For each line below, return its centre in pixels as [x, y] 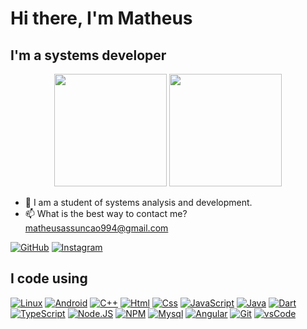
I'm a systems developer [88, 55]
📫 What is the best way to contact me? [106, 213]
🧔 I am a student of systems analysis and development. [138, 202]
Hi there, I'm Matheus [101, 18]
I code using [49, 278]
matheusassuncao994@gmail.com [96, 228]
